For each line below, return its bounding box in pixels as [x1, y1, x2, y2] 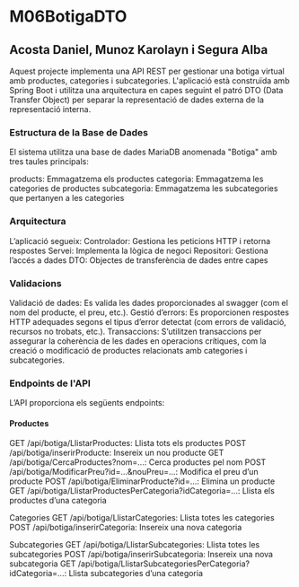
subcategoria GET [9, 558, 76, 569]
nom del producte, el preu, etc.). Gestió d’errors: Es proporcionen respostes [9, 307, 290, 318]
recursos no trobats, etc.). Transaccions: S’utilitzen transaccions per [9, 326, 262, 337]
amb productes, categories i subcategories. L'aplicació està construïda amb [9, 75, 290, 86]
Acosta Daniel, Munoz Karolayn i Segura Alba [9, 42, 268, 57]
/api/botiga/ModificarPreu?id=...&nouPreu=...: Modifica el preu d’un [9, 467, 259, 477]
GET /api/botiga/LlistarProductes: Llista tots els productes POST [9, 438, 247, 449]
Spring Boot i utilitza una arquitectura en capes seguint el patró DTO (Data [9, 85, 284, 95]
